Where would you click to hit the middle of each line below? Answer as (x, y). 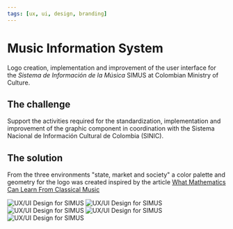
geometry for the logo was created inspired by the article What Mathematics (116, 182)
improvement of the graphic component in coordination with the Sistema (111, 128)
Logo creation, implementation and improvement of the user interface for (112, 68)
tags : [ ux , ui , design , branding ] (57, 14)
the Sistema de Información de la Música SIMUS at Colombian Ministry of (113, 75)
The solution (35, 158)
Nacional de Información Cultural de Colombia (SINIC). (86, 136)
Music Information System (85, 48)
